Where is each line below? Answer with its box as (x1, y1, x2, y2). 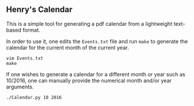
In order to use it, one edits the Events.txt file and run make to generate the (6, 37, 188, 45)
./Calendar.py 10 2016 (6, 94, 62, 100)
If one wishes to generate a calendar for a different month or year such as (6, 70, 186, 78)
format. (22, 26, 41, 33)
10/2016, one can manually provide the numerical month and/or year (6, 77, 172, 84)
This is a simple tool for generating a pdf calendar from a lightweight (6, 20, 173, 27)
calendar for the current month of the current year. (6, 44, 129, 51)
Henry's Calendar (6, 5, 73, 15)
